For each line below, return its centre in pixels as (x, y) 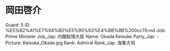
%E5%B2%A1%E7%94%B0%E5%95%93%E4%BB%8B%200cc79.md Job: (86, 30)
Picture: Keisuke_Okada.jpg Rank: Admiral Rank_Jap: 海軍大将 (70, 43)
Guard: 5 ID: (18, 25)
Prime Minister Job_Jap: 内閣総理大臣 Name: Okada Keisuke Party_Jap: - (82, 36)
